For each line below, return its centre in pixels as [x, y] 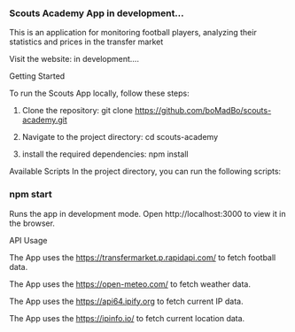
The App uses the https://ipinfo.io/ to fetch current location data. [127, 318]
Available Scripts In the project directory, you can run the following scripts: [145, 172]
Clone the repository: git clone [77, 111]
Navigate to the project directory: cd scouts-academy [120, 137]
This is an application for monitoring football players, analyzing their [133, 33]
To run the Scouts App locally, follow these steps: [99, 93]
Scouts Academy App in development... [97, 13]
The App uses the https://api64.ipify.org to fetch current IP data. [126, 301]
